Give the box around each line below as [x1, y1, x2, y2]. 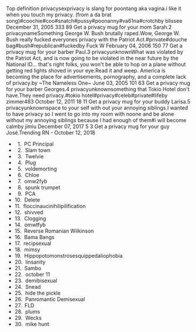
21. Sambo [14, 265, 42, 271]
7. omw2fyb [17, 178, 48, 185]
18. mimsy [14, 246, 40, 253]
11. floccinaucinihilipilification [14, 203, 86, 209]
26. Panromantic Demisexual [14, 296, 85, 303]
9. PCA [17, 190, 36, 197]
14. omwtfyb [14, 222, 46, 228]
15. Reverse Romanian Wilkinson [14, 227, 94, 234]
